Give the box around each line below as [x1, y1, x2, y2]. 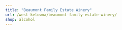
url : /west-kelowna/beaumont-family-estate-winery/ [5, 12, 117, 17]
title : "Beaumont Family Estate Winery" [5, 7, 93, 13]
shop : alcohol [5, 17, 36, 22]
